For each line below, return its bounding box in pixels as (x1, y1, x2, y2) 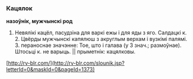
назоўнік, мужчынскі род (6, 18, 73, 25)
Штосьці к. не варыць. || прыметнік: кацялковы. (14, 48, 136, 55)
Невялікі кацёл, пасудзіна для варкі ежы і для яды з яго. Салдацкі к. (14, 29, 187, 36)
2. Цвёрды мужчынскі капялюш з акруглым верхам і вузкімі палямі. (14, 36, 188, 43)
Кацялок (6, 4, 33, 12)
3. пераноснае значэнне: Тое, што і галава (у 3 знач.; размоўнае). (14, 42, 182, 49)
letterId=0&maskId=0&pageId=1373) (6, 66, 95, 73)
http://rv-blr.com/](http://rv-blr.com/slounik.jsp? (8, 59, 125, 67)
